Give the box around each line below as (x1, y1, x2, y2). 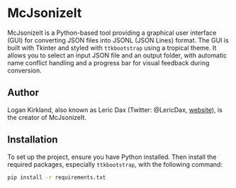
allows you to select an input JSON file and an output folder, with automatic (7, 51, 227, 60)
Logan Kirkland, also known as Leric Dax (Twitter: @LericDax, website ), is (7, 105, 223, 114)
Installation (7, 133, 58, 146)
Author (7, 87, 39, 99)
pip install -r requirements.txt (7, 174, 106, 181)
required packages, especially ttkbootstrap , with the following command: (7, 160, 223, 168)
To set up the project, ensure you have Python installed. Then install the (7, 153, 217, 161)
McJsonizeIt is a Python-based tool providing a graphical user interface (7, 28, 217, 37)
